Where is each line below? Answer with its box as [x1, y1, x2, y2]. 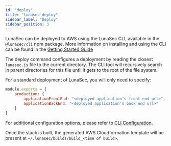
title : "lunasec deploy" [5, 12, 58, 17]
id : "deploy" [5, 7, 33, 13]
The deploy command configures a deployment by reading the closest [5, 56, 153, 63]
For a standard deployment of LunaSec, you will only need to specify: [5, 77, 152, 83]
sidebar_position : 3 [5, 21, 50, 27]
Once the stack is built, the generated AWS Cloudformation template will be [5, 129, 164, 135]
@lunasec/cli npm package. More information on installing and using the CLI [5, 41, 166, 47]
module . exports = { [5, 87, 47, 92]
